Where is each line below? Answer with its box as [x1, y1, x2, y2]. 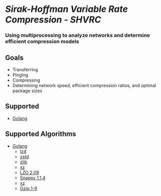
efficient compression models [5, 38, 79, 45]
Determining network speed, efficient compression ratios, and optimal [12, 82, 156, 88]
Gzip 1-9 [19, 185, 37, 191]
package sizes [12, 88, 42, 94]
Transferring [12, 66, 38, 73]
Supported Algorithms [5, 130, 76, 138]
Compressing [12, 77, 40, 83]
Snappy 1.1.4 [19, 175, 46, 181]
